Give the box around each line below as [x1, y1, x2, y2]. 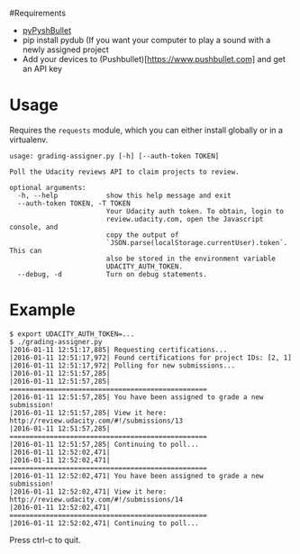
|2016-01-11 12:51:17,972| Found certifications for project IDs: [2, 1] [9, 353, 293, 362]
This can [9, 246, 42, 255]
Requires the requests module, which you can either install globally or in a [9, 124, 284, 135]
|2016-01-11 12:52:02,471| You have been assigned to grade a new [9, 471, 264, 480]
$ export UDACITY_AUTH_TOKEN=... [9, 329, 135, 339]
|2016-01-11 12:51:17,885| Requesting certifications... [9, 345, 228, 354]
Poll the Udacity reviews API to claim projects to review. [9, 167, 241, 177]
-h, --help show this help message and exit [17, 191, 232, 200]
